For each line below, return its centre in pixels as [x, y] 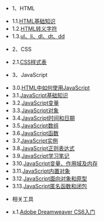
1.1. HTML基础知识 [34, 21]
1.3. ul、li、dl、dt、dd [38, 36]
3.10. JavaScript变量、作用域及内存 [55, 163]
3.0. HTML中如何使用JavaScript [51, 88]
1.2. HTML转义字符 [34, 29]
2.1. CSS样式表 [29, 62]
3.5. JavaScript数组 [35, 126]
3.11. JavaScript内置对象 [41, 171]
